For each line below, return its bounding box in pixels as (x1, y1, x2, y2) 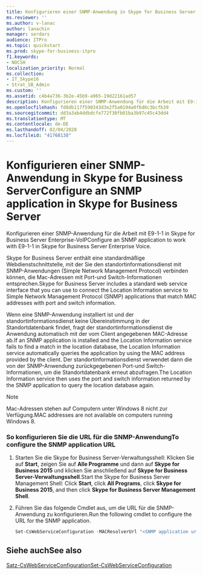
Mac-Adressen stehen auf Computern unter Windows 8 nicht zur (6, 405, 168, 412)
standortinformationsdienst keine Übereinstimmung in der (6, 317, 150, 324)
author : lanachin (6, 25, 50, 32)
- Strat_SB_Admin (6, 82, 50, 88)
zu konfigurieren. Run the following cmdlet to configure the (47, 511, 192, 518)
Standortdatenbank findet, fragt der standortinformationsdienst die (6, 324, 173, 331)
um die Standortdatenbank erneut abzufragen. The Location (43, 368, 192, 376)
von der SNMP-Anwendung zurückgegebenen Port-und (6, 362, 145, 369)
